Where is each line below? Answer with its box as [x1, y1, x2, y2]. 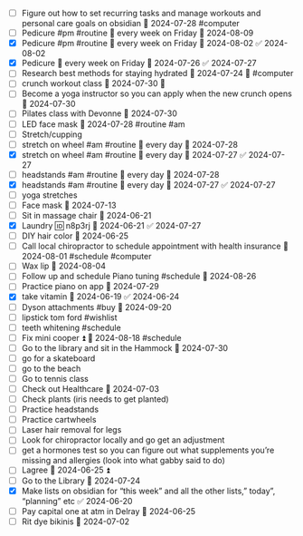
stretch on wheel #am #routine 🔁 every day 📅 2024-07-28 [21, 139, 239, 150]
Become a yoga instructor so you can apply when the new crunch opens [21, 88, 293, 99]
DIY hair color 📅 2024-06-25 [21, 230, 128, 241]
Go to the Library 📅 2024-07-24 [21, 475, 141, 486]
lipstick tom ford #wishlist [21, 312, 118, 323]
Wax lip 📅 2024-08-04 [21, 260, 106, 271]
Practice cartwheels [21, 414, 97, 425]
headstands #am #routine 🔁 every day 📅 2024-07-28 [21, 169, 220, 180]
